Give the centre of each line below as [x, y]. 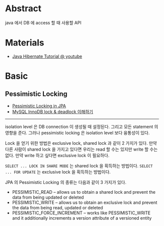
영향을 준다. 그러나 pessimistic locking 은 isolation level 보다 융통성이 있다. [77, 133]
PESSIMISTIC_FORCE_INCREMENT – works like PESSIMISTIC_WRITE [81, 213]
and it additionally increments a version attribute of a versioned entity [82, 218]
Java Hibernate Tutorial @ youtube [47, 56]
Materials [25, 43]
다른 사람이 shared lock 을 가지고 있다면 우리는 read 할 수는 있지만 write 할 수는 [81, 149]
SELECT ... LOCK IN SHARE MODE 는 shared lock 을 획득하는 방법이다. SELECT [79, 166]
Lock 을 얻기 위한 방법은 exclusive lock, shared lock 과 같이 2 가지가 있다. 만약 [81, 143]
